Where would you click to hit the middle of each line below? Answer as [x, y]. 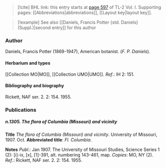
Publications [21, 110]
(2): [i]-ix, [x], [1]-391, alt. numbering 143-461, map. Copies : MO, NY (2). [79, 154]
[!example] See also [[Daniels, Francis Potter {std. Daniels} [78, 22]
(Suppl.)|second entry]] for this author [57, 28]
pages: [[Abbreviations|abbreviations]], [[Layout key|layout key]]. [85, 13]
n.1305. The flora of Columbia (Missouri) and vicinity [61, 122]
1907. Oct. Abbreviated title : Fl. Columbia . [48, 139]
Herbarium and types [28, 63]
